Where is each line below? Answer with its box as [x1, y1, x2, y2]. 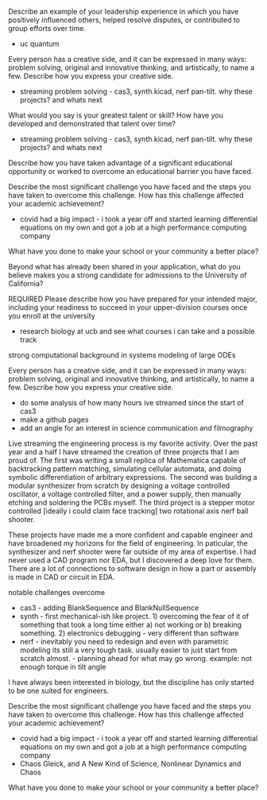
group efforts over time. [8, 24, 86, 33]
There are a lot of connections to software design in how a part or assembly [8, 564, 257, 573]
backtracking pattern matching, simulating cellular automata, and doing [8, 464, 242, 473]
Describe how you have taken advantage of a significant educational [8, 158, 233, 168]
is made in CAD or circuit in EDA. [8, 572, 115, 582]
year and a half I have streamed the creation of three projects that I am [8, 447, 240, 456]
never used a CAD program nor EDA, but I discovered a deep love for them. [8, 555, 254, 565]
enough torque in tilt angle [19, 663, 106, 671]
